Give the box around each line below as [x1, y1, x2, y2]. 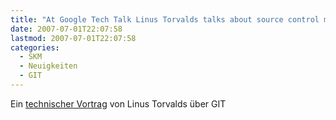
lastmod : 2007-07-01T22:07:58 [10, 33, 137, 43]
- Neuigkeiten [19, 61, 78, 71]
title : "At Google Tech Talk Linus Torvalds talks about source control [10, 14, 320, 25]
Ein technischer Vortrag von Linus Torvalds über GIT [10, 97, 227, 110]
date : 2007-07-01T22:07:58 [10, 24, 123, 34]
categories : [10, 42, 60, 53]
